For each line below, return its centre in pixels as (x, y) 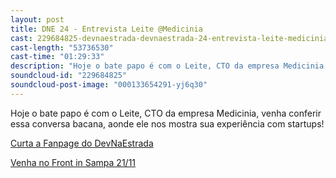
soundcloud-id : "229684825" (69, 76)
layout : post (37, 19)
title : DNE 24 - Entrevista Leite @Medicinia (106, 29)
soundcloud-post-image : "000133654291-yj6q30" (109, 85)
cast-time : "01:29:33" (57, 57)
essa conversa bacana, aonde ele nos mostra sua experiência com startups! (167, 123)
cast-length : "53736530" (62, 47)
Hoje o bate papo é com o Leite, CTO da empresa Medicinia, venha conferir (166, 113)
